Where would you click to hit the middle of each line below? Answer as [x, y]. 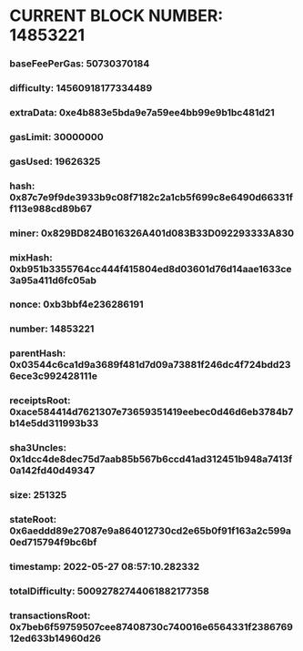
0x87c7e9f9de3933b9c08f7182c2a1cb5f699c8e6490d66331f [151, 197]
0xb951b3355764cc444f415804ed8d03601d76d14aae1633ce [151, 269]
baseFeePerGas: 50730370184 [80, 64]
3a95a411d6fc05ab [53, 280]
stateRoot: [33, 520]
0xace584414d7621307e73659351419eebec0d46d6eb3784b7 [151, 412]
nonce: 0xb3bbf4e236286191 [76, 304]
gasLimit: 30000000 [57, 137]
